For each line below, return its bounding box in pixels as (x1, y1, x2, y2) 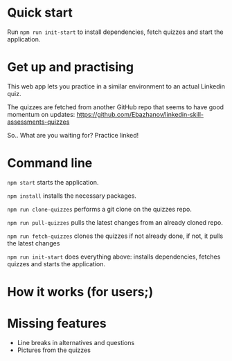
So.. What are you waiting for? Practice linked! (7, 131, 139, 139)
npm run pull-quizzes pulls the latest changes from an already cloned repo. (7, 218, 223, 226)
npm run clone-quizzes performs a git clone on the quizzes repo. (7, 205, 192, 213)
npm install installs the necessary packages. (7, 192, 137, 200)
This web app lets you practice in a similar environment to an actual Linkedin (7, 82, 225, 91)
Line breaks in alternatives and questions (17, 338, 135, 346)
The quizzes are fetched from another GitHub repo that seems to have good (7, 102, 224, 111)
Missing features (7, 316, 107, 331)
